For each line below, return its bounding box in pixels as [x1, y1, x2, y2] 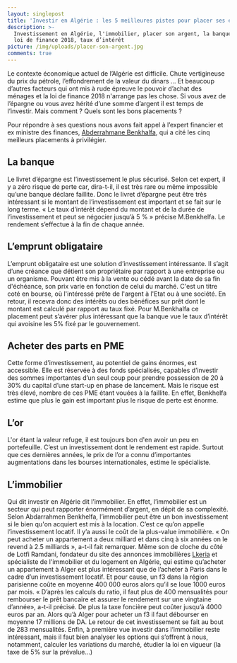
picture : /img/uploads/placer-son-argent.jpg [7, 43, 143, 50]
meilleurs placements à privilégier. [7, 135, 107, 144]
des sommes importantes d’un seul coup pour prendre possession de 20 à [7, 374, 224, 382]
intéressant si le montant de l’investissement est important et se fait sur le [7, 197, 221, 206]
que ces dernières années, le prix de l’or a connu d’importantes [7, 451, 192, 459]
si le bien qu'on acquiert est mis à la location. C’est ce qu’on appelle [7, 519, 205, 528]
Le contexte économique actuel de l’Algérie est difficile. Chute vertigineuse [7, 69, 225, 78]
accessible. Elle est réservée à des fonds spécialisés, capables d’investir [7, 366, 219, 375]
